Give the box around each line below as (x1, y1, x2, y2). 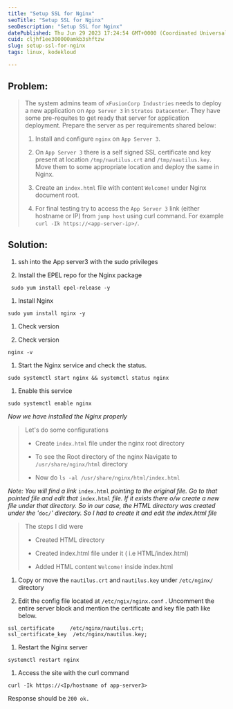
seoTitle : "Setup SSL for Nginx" (8, 17, 104, 24)
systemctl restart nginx (8, 656, 80, 663)
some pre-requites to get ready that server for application (24, 114, 189, 122)
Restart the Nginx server (17, 642, 88, 651)
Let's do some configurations (24, 426, 109, 434)
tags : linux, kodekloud (8, 49, 77, 56)
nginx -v (8, 349, 33, 356)
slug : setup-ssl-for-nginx (8, 42, 86, 49)
